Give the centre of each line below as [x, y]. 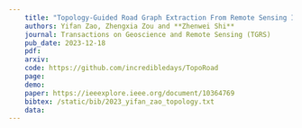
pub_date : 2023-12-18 [65, 43]
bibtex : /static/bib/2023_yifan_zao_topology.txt [120, 101]
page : [35, 77]
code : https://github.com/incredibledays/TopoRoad [122, 69]
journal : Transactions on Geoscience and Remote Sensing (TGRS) [148, 34]
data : [35, 110]
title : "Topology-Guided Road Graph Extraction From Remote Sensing [156, 18]
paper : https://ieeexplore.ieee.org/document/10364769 [130, 93]
